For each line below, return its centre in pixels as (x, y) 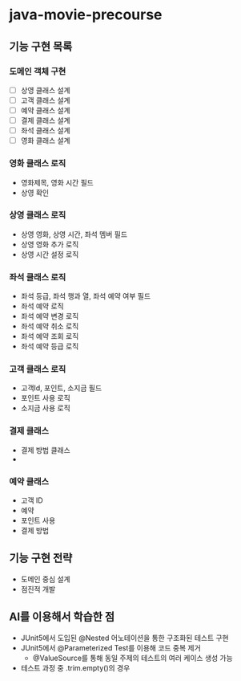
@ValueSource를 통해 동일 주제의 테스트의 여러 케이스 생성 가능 (133, 658)
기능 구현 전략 (41, 559)
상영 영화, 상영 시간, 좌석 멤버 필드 (74, 234)
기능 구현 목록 (41, 46)
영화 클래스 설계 (45, 141)
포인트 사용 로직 (45, 398)
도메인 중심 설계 (45, 579)
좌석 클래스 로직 (38, 277)
